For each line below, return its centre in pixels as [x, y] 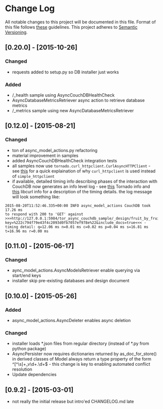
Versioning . [16, 32]
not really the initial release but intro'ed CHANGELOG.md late [73, 402]
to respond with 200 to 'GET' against [44, 214]
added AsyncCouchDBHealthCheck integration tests [65, 160]
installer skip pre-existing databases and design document [71, 281]
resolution [22, 369]
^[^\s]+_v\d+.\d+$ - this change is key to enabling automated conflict [81, 364]
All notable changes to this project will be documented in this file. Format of [81, 22]
